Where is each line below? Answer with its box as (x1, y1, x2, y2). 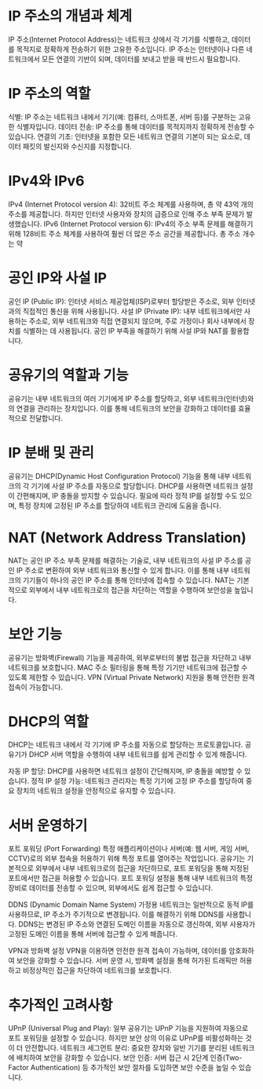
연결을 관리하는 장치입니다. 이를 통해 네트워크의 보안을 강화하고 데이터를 (16, 404, 237, 413)
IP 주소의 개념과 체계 (8, 7, 132, 25)
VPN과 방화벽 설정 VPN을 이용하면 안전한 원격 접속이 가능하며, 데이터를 (8, 946, 228, 956)
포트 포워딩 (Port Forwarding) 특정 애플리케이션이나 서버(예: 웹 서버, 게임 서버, (8, 844, 250, 853)
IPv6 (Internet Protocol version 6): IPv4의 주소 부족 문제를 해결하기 (43, 219, 254, 228)
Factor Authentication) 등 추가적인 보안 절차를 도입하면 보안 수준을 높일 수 (8, 1063, 237, 1073)
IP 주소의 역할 (8, 85, 92, 103)
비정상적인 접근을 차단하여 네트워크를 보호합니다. (22, 966, 172, 975)
